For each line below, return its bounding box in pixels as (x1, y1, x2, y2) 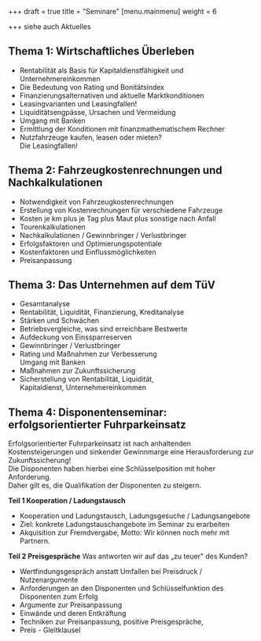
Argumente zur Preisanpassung (19, 600, 123, 610)
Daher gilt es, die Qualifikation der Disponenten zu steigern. (8, 480, 202, 491)
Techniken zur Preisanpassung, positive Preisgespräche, (19, 617, 204, 627)
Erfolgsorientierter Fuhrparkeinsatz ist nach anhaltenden (8, 439, 191, 448)
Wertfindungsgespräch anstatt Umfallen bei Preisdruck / (19, 567, 203, 576)
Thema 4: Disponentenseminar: (8, 406, 167, 419)
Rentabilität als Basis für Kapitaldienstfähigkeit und (19, 65, 184, 75)
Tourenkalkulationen (19, 222, 86, 232)
